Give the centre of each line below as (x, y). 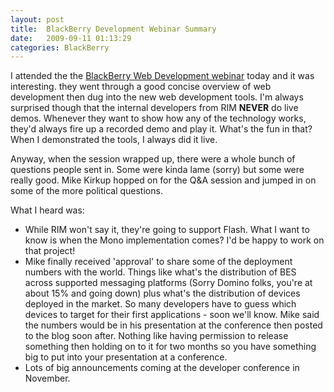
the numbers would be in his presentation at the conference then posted (173, 325)
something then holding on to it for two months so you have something (170, 347)
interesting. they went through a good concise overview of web (141, 87)
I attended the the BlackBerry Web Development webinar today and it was (162, 76)
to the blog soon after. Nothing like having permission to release (156, 336)
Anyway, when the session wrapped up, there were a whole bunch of (153, 159)
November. (47, 378)
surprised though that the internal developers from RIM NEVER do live (154, 108)
